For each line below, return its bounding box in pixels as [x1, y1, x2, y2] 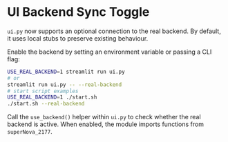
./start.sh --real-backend [7, 101, 85, 108]
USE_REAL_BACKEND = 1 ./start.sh [7, 94, 97, 101]
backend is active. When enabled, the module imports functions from [7, 120, 204, 128]
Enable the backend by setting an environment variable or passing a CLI [7, 48, 212, 56]
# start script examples [7, 88, 79, 94]
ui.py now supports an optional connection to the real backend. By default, [7, 27, 221, 35]
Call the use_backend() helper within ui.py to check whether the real [7, 113, 202, 121]
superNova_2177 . [7, 128, 53, 136]
